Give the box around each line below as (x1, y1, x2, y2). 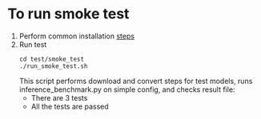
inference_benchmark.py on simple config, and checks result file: (18, 85, 235, 94)
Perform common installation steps (18, 31, 135, 41)
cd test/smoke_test (18, 55, 85, 63)
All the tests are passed (30, 101, 109, 111)
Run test (18, 39, 47, 49)
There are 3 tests (30, 93, 88, 102)
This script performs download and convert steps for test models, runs (18, 76, 253, 85)
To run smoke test (7, 5, 130, 23)
